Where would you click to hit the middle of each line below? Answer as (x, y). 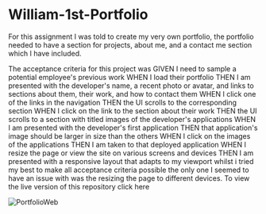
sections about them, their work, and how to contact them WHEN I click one (132, 94)
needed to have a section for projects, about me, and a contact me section (130, 44)
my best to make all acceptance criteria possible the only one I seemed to (129, 170)
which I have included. (45, 53)
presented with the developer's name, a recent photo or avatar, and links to (131, 86)
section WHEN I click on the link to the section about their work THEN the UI (133, 111)
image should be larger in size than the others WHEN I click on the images (129, 136)
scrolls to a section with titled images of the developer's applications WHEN (132, 119)
